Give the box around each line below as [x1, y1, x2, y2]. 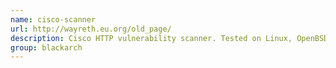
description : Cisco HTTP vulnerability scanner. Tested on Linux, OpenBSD [10, 33, 329, 43]
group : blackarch [10, 42, 83, 53]
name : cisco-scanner [10, 14, 97, 25]
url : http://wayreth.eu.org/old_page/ [10, 24, 172, 34]
